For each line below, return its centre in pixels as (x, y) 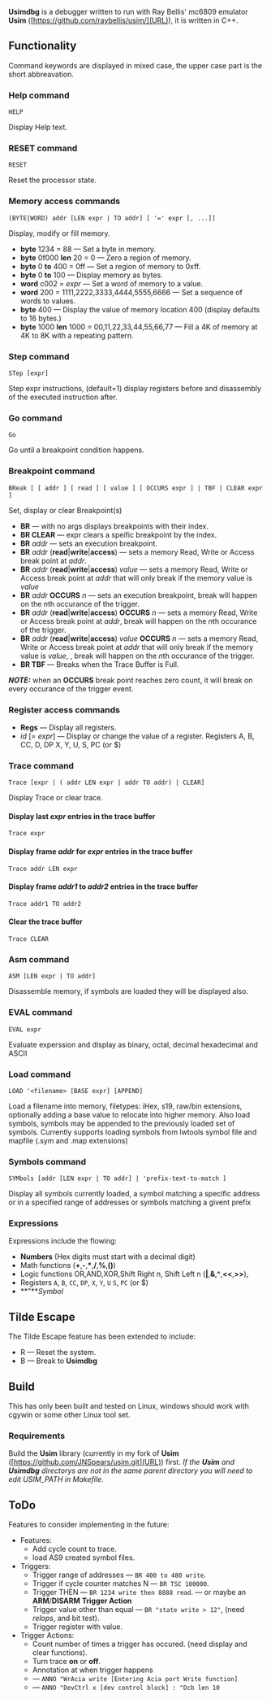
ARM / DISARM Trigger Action (82, 1601)
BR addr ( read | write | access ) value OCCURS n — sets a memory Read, (139, 638)
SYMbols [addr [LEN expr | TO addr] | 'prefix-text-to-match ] (118, 1178)
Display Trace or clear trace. (56, 798)
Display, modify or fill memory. (60, 233)
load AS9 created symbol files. (84, 1557)
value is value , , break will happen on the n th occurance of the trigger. (137, 656)
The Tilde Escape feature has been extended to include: (102, 1336)
